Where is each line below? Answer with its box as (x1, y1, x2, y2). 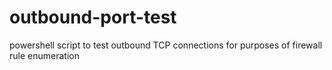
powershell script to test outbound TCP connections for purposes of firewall (9, 39, 323, 51)
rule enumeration (9, 49, 80, 61)
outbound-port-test (9, 6, 177, 29)
